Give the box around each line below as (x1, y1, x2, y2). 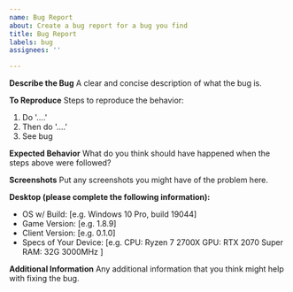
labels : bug (9, 37, 53, 47)
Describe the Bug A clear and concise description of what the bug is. (9, 78, 263, 88)
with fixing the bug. (9, 273, 80, 284)
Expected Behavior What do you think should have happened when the (9, 148, 271, 159)
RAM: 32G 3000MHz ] (21, 247, 104, 257)
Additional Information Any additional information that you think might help (9, 264, 285, 274)
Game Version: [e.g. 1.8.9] (21, 219, 117, 229)
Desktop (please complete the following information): (9, 192, 211, 203)
